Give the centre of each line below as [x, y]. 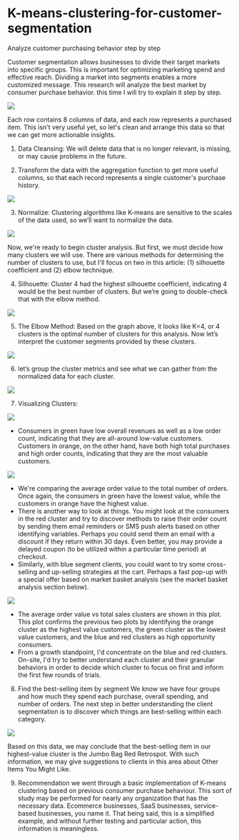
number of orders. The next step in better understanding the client [115, 704]
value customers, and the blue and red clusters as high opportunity [116, 636]
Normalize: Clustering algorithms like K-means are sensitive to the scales [125, 212]
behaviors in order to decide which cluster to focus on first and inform [121, 667]
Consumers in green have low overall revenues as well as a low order [119, 431]
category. [32, 719]
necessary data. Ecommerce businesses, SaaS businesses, [105, 806]
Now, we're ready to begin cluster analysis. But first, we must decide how [115, 247]
